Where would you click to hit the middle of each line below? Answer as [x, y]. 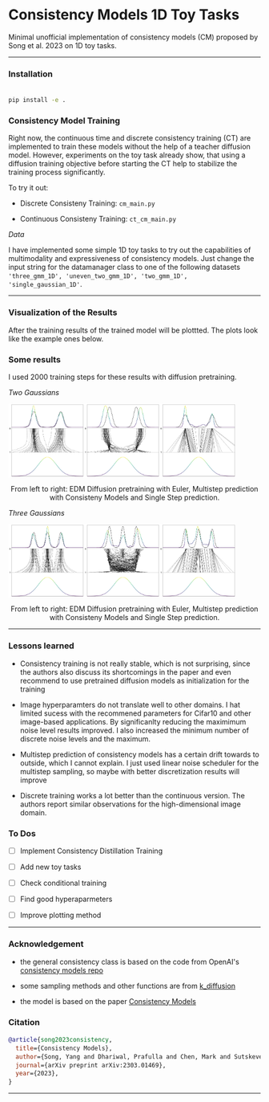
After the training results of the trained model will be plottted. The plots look [133, 330]
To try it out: [28, 188]
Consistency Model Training [64, 120]
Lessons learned [41, 646]
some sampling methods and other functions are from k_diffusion [128, 986]
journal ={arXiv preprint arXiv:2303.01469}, [91, 1065]
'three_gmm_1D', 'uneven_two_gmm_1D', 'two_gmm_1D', [98, 276]
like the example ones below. [56, 338]
